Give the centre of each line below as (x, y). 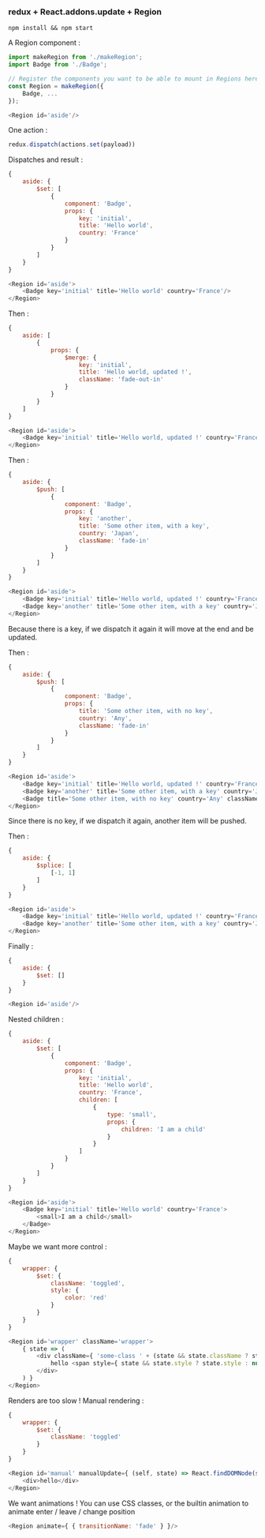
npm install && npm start (50, 28)
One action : (28, 130)
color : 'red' (86, 1298)
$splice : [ (54, 866)
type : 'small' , (132, 1114)
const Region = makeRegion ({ (56, 86)
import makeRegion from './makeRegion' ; (76, 58)
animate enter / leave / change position (72, 1511)
